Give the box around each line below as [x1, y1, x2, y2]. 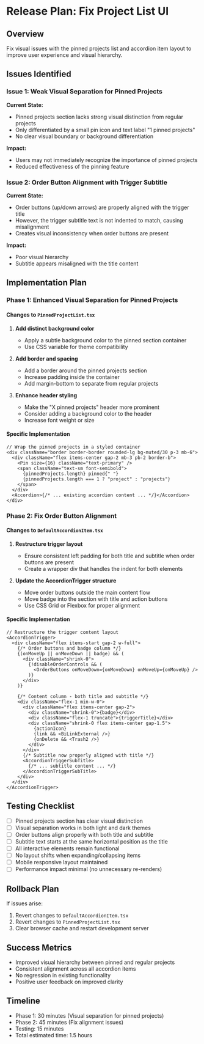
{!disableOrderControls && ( [28, 661, 103, 667]
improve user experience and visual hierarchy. [6, 51, 123, 59]
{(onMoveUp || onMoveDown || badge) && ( [17, 651, 124, 657]
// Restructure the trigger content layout [6, 630, 119, 636]
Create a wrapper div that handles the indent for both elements [24, 565, 183, 572]
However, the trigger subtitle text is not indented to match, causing [15, 216, 183, 224]
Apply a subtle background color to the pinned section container [24, 336, 187, 344]
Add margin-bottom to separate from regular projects [24, 380, 159, 387]
